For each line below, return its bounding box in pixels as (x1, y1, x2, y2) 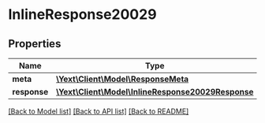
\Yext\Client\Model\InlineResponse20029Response (55, 87, 254, 97)
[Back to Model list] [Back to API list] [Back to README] (8, 106, 189, 116)
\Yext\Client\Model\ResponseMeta (55, 73, 189, 84)
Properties (8, 37, 62, 50)
